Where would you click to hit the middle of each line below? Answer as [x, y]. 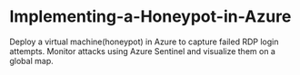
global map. [31, 61]
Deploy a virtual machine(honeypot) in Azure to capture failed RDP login [144, 42]
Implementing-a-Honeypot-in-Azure [150, 17]
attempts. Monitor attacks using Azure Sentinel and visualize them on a [142, 51]
